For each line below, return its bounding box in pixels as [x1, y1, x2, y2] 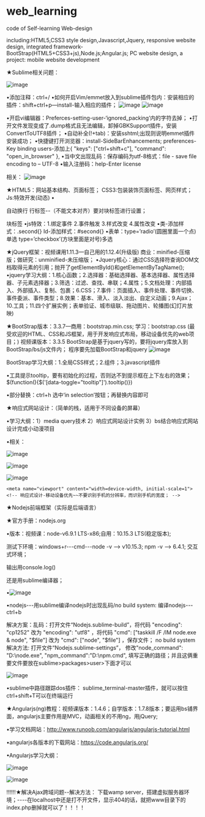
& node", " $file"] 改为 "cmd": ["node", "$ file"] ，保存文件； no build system [6, 636, 196, 644]
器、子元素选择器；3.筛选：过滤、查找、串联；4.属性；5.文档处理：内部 [6, 279, 187, 286]
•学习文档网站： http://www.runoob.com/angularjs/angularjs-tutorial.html [6, 725, 190, 733]
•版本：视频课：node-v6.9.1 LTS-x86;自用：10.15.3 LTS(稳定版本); [6, 530, 171, 537]
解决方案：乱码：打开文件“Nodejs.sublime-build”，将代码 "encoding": [6, 621, 182, 628]
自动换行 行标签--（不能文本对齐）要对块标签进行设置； [6, 207, 147, 214]
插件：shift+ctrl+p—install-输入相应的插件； [6, 101, 117, 108]
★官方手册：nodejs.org [6, 517, 66, 524]
